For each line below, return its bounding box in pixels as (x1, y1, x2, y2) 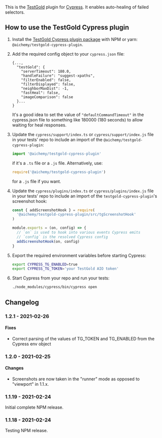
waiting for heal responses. (12, 122, 67, 128)
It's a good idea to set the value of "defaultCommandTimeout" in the (12, 112, 144, 118)
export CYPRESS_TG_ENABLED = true (12, 262, 78, 267)
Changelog (5, 298, 39, 306)
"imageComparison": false (21, 95, 74, 100)
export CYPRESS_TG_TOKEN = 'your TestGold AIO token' (12, 266, 119, 271)
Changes (5, 365, 24, 371)
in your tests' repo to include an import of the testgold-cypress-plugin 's (12, 193, 158, 199)
